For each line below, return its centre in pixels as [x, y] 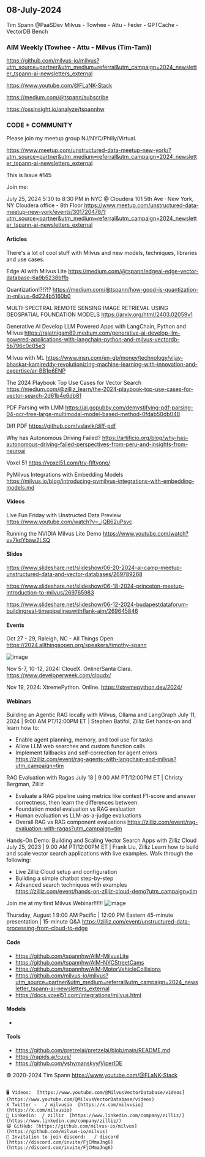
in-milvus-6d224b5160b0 [39, 296]
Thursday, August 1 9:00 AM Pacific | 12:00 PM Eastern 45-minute [90, 915]
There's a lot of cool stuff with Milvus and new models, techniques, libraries [102, 252]
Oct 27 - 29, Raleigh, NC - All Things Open [60, 639]
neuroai [16, 450]
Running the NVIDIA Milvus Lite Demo [54, 533]
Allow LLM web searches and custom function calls [80, 746]
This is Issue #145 [29, 175]
